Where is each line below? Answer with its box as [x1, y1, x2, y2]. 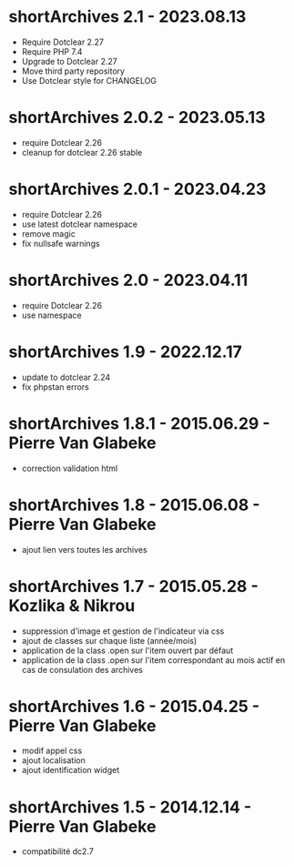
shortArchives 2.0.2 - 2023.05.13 [8, 107, 266, 128]
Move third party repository [21, 66, 125, 76]
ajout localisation [21, 755, 86, 766]
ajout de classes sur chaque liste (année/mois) [21, 635, 198, 646]
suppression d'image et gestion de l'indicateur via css [21, 626, 225, 637]
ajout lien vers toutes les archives [21, 544, 147, 555]
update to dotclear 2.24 [21, 372, 111, 382]
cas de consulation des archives [21, 664, 143, 675]
